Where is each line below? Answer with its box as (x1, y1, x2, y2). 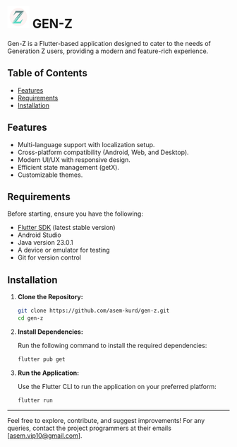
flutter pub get (17, 356, 66, 363)
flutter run (17, 397, 53, 404)
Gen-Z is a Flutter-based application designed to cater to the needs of (7, 39, 212, 47)
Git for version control (17, 253, 82, 262)
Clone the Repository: (17, 293, 83, 301)
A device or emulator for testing (17, 246, 111, 255)
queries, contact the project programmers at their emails (7, 424, 171, 432)
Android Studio (17, 231, 61, 239)
